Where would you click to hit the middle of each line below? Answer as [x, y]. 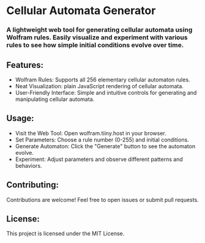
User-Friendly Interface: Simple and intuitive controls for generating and [106, 92]
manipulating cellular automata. [55, 99]
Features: [25, 65]
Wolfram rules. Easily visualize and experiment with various [97, 37]
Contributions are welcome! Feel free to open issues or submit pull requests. [102, 200]
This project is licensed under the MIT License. [65, 234]
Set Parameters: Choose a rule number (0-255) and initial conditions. [102, 140]
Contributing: [33, 185]
